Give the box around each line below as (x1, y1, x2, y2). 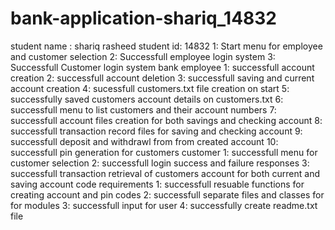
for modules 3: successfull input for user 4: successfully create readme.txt (10, 199, 318, 211)
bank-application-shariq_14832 (10, 7, 278, 30)
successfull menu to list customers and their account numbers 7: (10, 103, 277, 116)
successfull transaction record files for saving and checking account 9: (10, 125, 303, 137)
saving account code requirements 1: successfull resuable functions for (10, 178, 305, 190)
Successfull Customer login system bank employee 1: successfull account (10, 61, 315, 73)
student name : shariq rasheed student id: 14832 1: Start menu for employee (10, 40, 323, 52)
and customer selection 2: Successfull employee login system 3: (10, 50, 276, 62)
